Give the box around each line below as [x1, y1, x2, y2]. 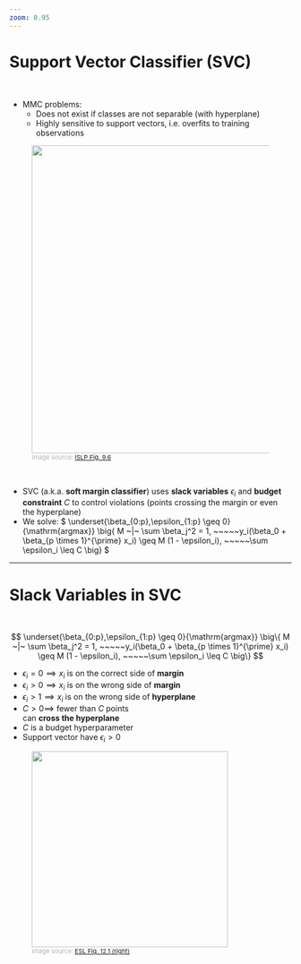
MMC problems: [21, 99, 82, 109]
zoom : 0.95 [9, 13, 50, 22]
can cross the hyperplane [21, 712, 120, 723]
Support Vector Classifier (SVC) [9, 51, 252, 72]
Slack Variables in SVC [9, 584, 182, 605]
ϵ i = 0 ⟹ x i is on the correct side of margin [21, 668, 185, 681]
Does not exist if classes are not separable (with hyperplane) [35, 108, 261, 119]
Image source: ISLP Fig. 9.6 [31, 452, 112, 461]
